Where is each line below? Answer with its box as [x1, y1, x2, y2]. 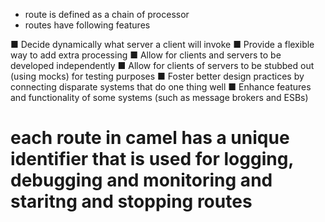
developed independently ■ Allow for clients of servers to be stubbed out [10, 60, 315, 71]
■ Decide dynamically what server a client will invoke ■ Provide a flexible [10, 39, 315, 50]
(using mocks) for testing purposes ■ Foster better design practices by [10, 70, 305, 82]
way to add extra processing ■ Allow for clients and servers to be [10, 49, 282, 61]
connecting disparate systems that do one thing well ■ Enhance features [10, 81, 312, 93]
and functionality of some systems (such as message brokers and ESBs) [10, 92, 309, 103]
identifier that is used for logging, [10, 148, 294, 171]
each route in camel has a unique [10, 127, 290, 149]
